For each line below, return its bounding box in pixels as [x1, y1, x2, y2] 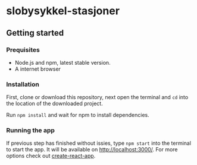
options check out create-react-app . [6, 153, 96, 160]
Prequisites [6, 46, 40, 54]
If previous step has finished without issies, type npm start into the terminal [6, 139, 192, 147]
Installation [6, 80, 40, 88]
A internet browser [14, 65, 61, 72]
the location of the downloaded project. [6, 100, 103, 107]
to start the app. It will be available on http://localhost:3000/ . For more [6, 146, 178, 153]
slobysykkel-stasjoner [6, 4, 120, 18]
